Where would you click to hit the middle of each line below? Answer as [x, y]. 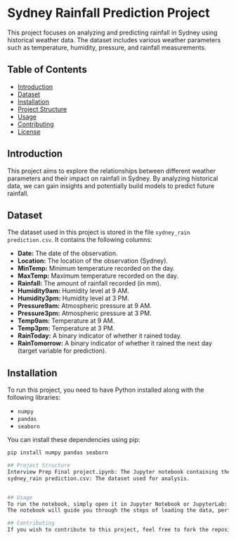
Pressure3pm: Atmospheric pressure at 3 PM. [85, 313]
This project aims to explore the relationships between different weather [112, 171]
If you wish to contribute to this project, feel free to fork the [108, 530]
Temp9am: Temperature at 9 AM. [66, 321]
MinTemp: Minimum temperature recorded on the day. [96, 269]
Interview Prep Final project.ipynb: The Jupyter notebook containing [113, 472]
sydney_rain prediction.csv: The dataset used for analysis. [99, 478]
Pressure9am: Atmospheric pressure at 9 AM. [85, 306]
